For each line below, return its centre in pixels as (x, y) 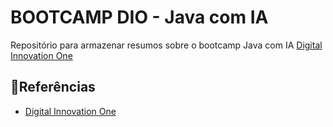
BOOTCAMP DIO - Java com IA (139, 17)
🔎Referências (53, 87)
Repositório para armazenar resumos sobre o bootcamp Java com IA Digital (166, 45)
